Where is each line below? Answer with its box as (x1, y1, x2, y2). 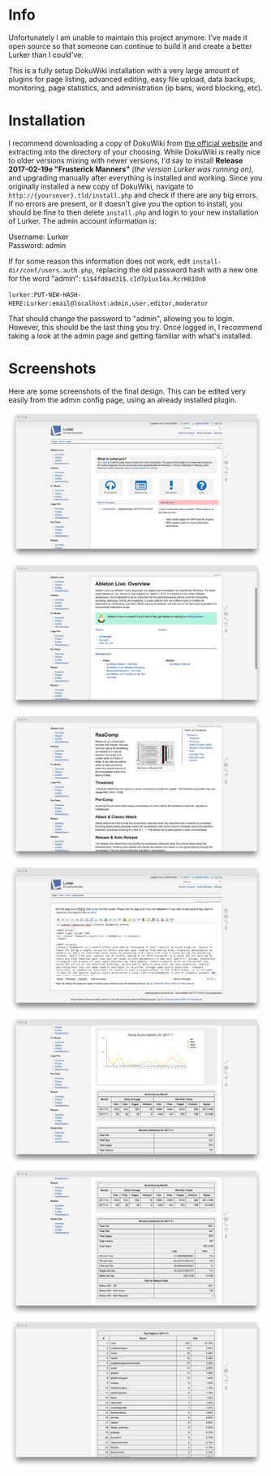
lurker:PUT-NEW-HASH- (8, 290, 82, 298)
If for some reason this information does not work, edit (8, 256, 191, 266)
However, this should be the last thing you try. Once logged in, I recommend (8, 322, 263, 332)
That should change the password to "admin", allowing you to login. (8, 313, 234, 323)
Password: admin (8, 240, 67, 250)
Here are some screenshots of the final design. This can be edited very (8, 386, 246, 396)
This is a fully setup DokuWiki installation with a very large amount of (8, 65, 239, 75)
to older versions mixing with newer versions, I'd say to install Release (8, 155, 243, 165)
